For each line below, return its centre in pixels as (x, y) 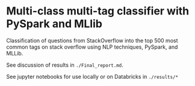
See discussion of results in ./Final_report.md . (65, 65)
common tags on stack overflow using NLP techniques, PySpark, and (92, 47)
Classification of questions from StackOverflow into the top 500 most (92, 40)
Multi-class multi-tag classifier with (98, 11)
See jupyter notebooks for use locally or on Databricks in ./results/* (92, 76)
